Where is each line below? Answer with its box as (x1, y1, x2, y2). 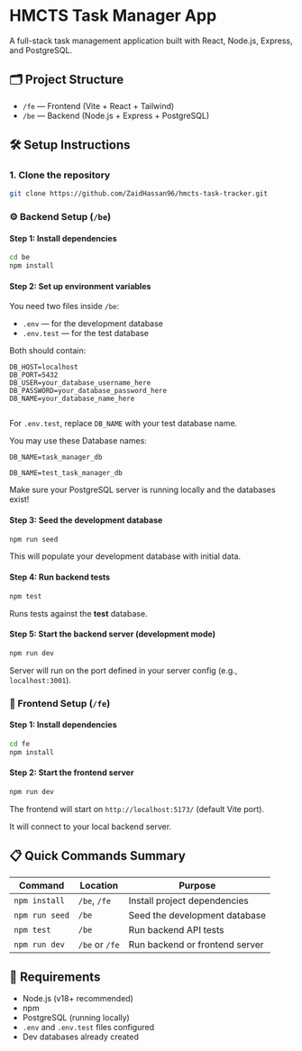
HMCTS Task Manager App (9, 5, 217, 26)
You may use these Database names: (9, 435, 147, 446)
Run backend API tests (128, 924, 224, 937)
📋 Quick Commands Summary (9, 848, 187, 864)
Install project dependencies (128, 894, 250, 907)
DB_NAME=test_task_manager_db (9, 469, 124, 478)
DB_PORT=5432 (9, 370, 59, 379)
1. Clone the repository (9, 169, 111, 181)
